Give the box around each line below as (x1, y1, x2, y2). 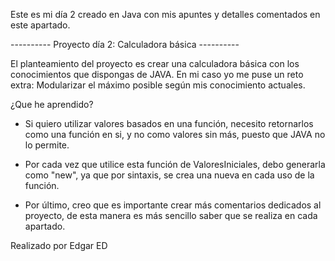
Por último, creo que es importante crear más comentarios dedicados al (24, 199, 322, 211)
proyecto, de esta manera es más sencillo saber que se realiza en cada (24, 210, 318, 221)
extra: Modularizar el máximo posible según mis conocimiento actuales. (10, 79, 306, 91)
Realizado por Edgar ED (10, 240, 108, 251)
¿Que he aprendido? (10, 99, 94, 110)
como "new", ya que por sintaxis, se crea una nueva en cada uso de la (24, 169, 315, 181)
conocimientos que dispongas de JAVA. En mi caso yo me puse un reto (10, 69, 304, 80)
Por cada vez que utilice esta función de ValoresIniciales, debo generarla (24, 159, 326, 170)
